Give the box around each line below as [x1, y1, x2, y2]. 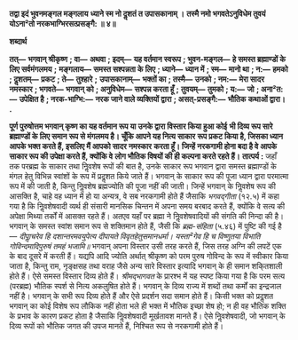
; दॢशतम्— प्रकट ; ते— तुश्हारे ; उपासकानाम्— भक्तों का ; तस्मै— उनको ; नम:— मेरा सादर [9, 74, 264, 84]
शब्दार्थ [9, 36, 27, 46]
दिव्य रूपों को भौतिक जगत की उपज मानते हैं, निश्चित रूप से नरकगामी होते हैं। [9, 320, 224, 331]
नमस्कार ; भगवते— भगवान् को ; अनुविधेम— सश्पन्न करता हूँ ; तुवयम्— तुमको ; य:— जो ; [9, 84, 260, 94]
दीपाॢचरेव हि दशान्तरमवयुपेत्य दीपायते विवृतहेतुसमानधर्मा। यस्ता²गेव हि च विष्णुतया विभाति [19, 231, 261, 241]
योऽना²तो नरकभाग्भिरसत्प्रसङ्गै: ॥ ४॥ [9, 19, 116, 28]
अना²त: [260, 84, 284, 94]
